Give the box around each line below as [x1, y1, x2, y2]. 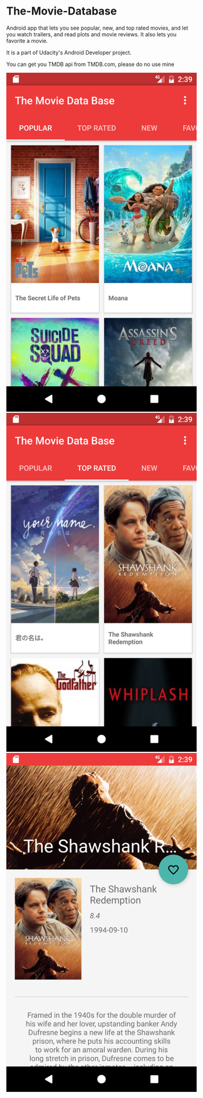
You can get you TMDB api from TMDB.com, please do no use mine [6, 61, 175, 68]
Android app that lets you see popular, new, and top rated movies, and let [6, 24, 188, 31]
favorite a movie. [6, 37, 48, 44]
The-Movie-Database [6, 4, 117, 18]
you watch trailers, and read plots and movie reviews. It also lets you [6, 30, 177, 38]
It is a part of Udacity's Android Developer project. [6, 48, 132, 56]
